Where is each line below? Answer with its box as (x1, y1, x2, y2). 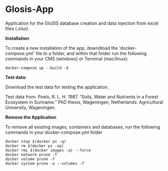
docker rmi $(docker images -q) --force (5, 147, 92, 153)
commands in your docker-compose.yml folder (5, 129, 103, 135)
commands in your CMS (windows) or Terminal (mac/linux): (5, 55, 129, 61)
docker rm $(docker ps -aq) (5, 143, 64, 148)
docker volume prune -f (5, 156, 55, 161)
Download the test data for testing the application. (5, 84, 109, 90)
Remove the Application (5, 114, 57, 120)
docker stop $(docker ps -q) (5, 139, 66, 144)
